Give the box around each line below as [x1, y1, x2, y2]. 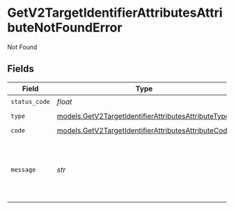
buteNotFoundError [7, 20, 123, 36]
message [10, 165, 36, 174]
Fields [7, 63, 35, 75]
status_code [10, 98, 51, 106]
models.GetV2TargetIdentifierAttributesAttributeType [56, 112, 230, 121]
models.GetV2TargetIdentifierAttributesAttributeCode [56, 126, 232, 135]
